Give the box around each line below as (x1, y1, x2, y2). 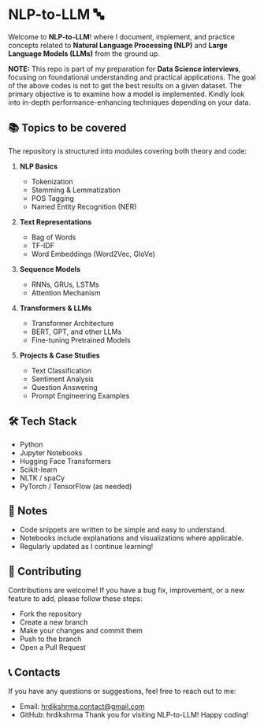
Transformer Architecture (31, 318, 114, 328)
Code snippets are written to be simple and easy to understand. (19, 525, 227, 535)
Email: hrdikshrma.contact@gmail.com (19, 702, 145, 710)
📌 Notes (8, 504, 48, 517)
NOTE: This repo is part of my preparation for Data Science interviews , (8, 64, 241, 73)
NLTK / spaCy (19, 473, 65, 482)
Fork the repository (19, 609, 83, 619)
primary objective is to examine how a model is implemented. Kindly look (8, 89, 245, 98)
